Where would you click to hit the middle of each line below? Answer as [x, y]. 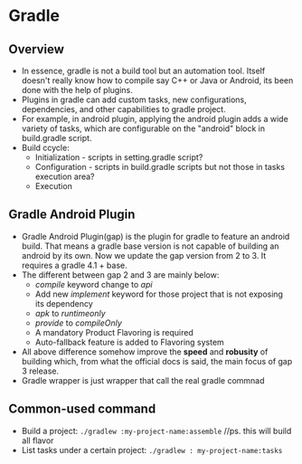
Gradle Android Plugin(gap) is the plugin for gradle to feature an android [156, 236]
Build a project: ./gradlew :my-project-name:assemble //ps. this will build [156, 431]
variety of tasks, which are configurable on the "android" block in [143, 128]
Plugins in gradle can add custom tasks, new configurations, [134, 99]
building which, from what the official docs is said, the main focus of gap [157, 361]
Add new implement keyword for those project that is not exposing [159, 294]
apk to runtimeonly [70, 313]
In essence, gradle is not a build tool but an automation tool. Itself [143, 71]
